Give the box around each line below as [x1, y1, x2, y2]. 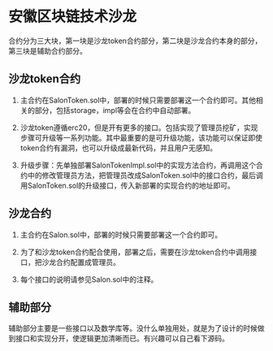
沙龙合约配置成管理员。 [41, 257, 120, 266]
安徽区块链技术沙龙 [8, 7, 137, 26]
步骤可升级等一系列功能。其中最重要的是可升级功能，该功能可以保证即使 [19, 132, 262, 142]
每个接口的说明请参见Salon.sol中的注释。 [19, 274, 158, 284]
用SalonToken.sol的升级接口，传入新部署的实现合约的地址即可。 [19, 180, 236, 190]
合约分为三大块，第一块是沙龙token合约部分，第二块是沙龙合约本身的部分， [8, 36, 262, 45]
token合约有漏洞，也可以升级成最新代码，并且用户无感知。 [19, 143, 218, 153]
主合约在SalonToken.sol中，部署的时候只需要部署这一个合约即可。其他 [19, 95, 257, 105]
